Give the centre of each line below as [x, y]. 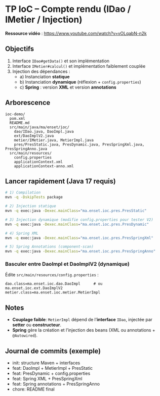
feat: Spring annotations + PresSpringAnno [56, 384]
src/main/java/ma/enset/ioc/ [40, 127]
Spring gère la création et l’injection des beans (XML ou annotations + [84, 330]
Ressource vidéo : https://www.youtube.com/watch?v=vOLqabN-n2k [76, 33]
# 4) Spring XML [22, 233]
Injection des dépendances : [41, 71]
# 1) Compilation [23, 193]
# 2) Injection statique [31, 206]
